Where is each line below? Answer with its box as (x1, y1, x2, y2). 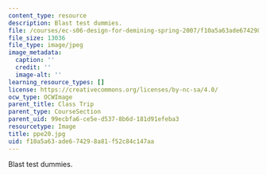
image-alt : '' (15, 71, 62, 79)
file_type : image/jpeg (8, 41, 83, 49)
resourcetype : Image (8, 122, 77, 130)
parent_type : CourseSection (8, 108, 102, 116)
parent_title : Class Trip (8, 100, 94, 108)
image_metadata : (8, 49, 62, 56)
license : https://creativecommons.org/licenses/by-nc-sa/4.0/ (8, 85, 219, 94)
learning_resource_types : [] (8, 78, 105, 86)
